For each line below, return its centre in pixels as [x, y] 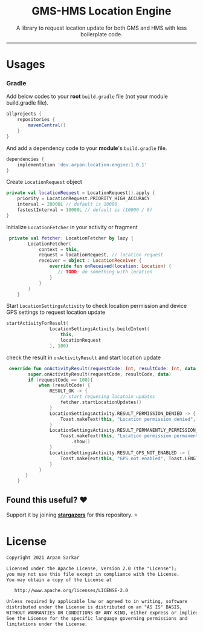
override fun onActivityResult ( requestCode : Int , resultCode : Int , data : [104, 368]
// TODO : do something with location [105, 272]
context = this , [59, 249]
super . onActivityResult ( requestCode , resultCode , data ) [100, 374]
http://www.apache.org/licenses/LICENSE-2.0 [71, 591]
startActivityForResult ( [37, 324]
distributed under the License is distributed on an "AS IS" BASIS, [94, 607]
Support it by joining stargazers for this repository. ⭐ [72, 515]
